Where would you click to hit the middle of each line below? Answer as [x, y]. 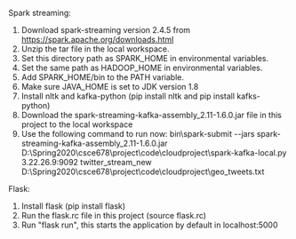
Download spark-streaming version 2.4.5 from [106, 30]
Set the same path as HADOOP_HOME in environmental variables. [142, 68]
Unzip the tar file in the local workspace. [95, 49]
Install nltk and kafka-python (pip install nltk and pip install [128, 96]
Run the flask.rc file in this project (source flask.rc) [113, 215]
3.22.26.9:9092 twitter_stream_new [86, 162]
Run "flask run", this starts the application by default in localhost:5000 [149, 225]
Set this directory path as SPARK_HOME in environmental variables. [145, 58]
